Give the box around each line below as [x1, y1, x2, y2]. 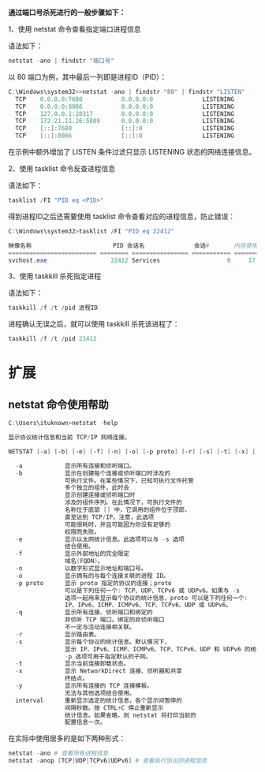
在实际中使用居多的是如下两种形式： [8, 733, 126, 744]
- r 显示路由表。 [15, 630, 100, 638]
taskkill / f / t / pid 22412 [8, 335, 97, 343]
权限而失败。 [64, 528, 100, 535]
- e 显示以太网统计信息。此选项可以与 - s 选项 [15, 535, 185, 543]
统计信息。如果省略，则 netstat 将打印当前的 [64, 711, 197, 719]
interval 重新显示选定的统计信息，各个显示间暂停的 [15, 696, 183, 704]
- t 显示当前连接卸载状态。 [15, 660, 130, 668]
